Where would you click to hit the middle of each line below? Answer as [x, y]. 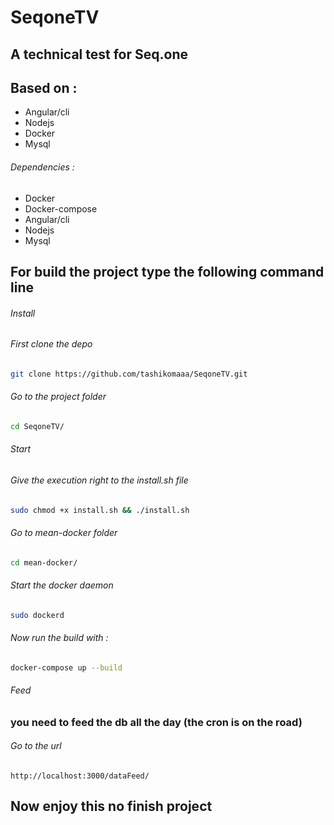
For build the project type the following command [167, 271]
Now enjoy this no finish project [111, 806]
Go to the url [36, 746]
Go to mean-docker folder [64, 533]
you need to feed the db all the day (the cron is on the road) [156, 722]
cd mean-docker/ [44, 562]
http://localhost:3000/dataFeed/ [80, 776]
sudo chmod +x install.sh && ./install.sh [100, 510]
